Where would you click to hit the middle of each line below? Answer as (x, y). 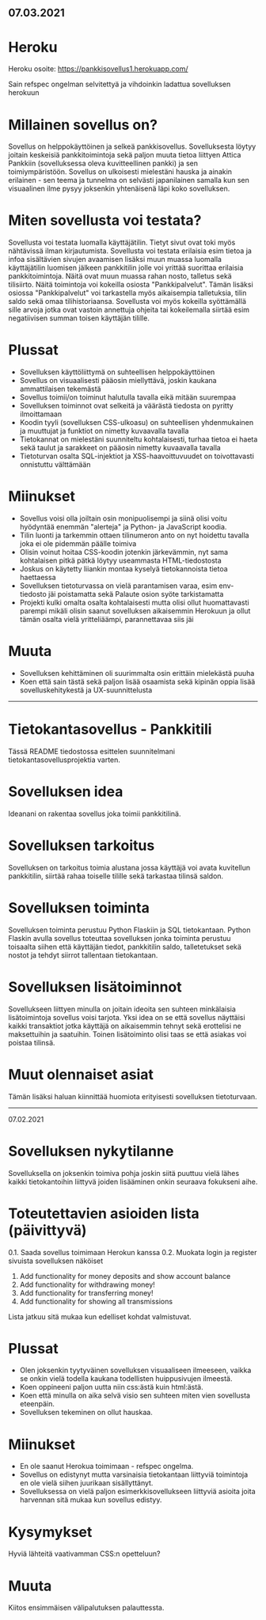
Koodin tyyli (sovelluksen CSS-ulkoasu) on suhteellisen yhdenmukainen (137, 423)
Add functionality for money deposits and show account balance (125, 1276)
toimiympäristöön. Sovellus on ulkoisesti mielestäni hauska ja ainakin (120, 172)
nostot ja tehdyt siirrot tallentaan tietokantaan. (83, 955)
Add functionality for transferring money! (86, 1292)
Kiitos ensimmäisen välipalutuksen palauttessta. (86, 1608)
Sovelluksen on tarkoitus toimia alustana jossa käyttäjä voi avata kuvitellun (129, 867)
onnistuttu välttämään (55, 465)
